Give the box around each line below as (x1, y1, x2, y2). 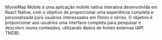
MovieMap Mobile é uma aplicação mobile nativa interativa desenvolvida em (5, 4, 158, 10)
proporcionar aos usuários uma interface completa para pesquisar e (5, 20, 141, 25)
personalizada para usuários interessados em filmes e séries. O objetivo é (5, 15, 153, 20)
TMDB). (5, 30, 21, 36)
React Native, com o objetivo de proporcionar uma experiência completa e (5, 9, 154, 15)
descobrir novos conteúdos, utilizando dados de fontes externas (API (5, 25, 144, 31)
